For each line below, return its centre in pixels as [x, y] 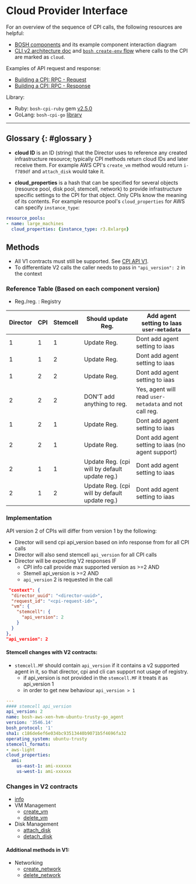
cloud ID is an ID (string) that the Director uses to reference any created [101, 153]
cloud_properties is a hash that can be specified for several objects [96, 182]
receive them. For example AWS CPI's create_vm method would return [98, 165]
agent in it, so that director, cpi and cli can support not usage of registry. [101, 671]
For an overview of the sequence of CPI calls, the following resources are [94, 27]
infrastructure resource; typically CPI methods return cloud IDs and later [101, 158]
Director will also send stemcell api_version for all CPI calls [86, 554]
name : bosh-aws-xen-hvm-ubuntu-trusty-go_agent [65, 717]
